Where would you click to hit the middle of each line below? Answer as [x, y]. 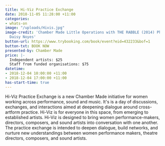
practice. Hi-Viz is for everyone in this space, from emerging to [85, 112]
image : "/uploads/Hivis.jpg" [35, 28]
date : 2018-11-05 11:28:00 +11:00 [41, 14]
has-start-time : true [27, 82]
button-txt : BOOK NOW [27, 46]
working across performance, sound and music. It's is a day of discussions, [82, 101]
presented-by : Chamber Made [34, 50]
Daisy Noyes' [23, 37]
